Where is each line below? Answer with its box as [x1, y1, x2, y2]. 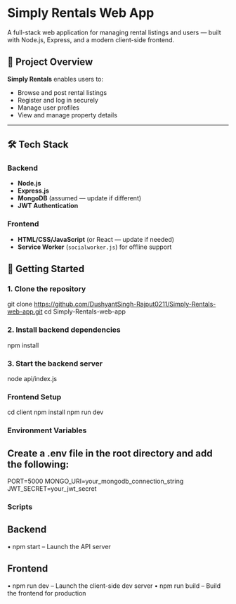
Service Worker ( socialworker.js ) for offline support [17, 243, 172, 251]
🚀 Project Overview [7, 56, 93, 68]
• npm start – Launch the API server [7, 542, 111, 551]
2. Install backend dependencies [7, 325, 121, 335]
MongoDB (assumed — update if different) [17, 194, 142, 203]
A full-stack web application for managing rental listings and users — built [7, 28, 221, 37]
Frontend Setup [7, 392, 62, 401]
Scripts [7, 501, 33, 511]
